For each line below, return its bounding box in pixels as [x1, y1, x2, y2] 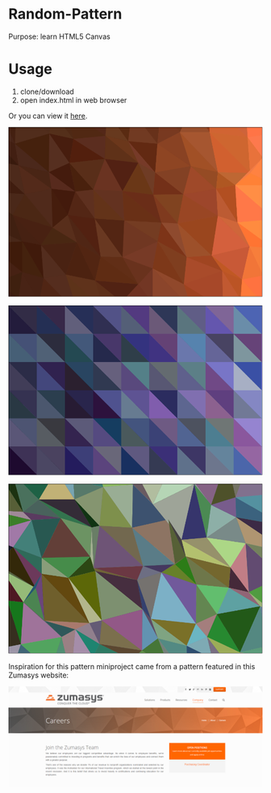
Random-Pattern [8, 5, 123, 23]
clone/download [19, 86, 74, 96]
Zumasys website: [8, 670, 69, 680]
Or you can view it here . [8, 111, 88, 120]
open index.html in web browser [19, 95, 127, 105]
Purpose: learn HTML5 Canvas [8, 32, 110, 41]
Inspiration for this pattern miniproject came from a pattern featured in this [8, 662, 256, 672]
